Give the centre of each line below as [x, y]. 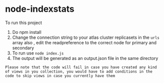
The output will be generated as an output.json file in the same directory [85, 58]
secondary [23, 48]
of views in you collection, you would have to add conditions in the [79, 71]
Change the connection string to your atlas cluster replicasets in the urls [86, 37]
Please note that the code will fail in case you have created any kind [81, 67]
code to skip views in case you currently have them [60, 76]
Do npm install [27, 32]
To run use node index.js [38, 53]
